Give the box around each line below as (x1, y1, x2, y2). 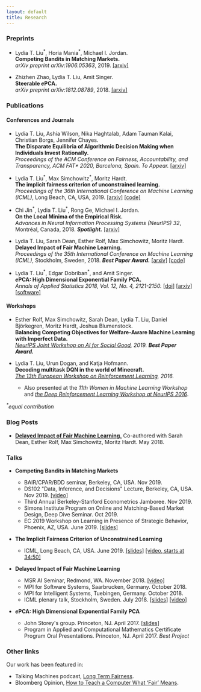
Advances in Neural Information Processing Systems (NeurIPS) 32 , (14, 219, 182, 226)
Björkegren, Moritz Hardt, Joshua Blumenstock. (14, 322, 134, 329)
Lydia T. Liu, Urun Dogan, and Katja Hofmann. (14, 360, 129, 367)
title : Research (6, 14, 47, 21)
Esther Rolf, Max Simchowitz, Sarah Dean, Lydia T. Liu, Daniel (14, 316, 167, 323)
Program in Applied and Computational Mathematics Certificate (23, 626, 182, 633)
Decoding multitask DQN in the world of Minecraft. (14, 366, 144, 373)
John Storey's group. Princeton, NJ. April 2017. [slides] (23, 620, 159, 626)
